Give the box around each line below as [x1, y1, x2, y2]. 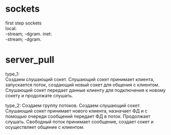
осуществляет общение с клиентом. [5, 124, 85, 130]
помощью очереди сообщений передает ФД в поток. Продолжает [5, 113, 151, 119]
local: [5, 25, 17, 31]
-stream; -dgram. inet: [5, 31, 52, 37]
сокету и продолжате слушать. [5, 92, 73, 98]
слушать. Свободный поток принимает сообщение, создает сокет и [5, 118, 154, 125]
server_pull [5, 54, 55, 66]
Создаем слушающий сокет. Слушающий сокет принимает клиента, [5, 76, 155, 82]
